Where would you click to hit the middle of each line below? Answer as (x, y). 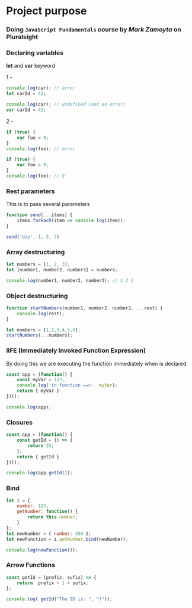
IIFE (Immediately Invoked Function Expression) (76, 350)
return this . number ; (53, 517)
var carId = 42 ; (26, 110)
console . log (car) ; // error (41, 88)
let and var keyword (31, 66)
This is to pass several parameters (48, 204)
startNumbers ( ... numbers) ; (39, 335)
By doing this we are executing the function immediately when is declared (96, 363)
